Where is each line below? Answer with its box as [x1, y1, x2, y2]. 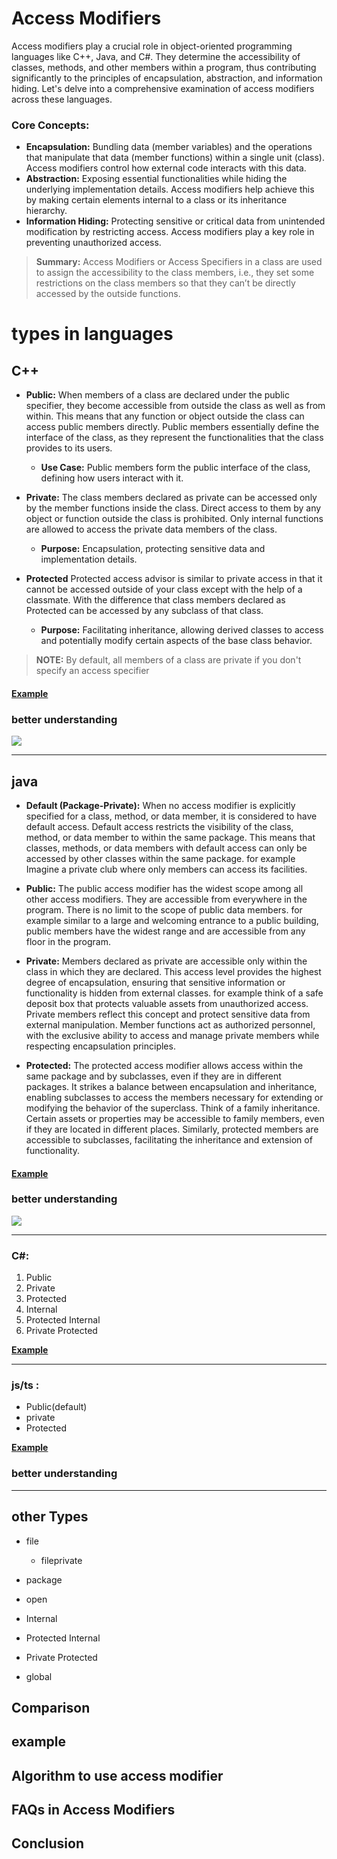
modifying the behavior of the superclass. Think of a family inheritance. [25, 1102, 321, 1114]
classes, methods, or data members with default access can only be [25, 842, 308, 854]
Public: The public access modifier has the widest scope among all [25, 882, 304, 894]
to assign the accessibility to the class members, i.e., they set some [35, 267, 315, 279]
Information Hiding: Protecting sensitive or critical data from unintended [25, 215, 326, 227]
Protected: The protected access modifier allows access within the [25, 1059, 304, 1071]
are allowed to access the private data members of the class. [25, 523, 278, 536]
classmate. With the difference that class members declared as [25, 594, 286, 606]
